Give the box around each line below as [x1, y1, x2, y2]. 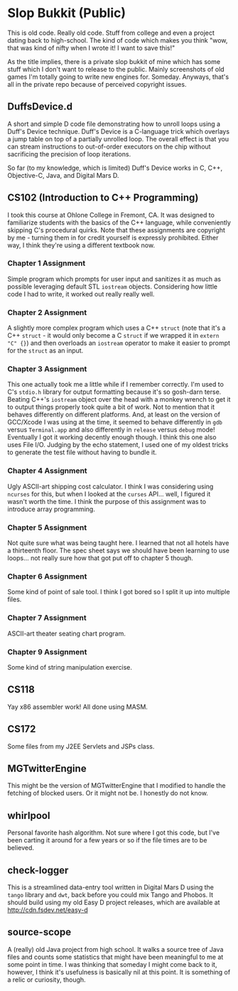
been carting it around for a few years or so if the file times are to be [7, 836, 207, 845]
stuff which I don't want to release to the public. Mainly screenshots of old [7, 65, 225, 73]
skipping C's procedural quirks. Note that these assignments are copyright [7, 225, 226, 234]
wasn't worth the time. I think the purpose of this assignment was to [7, 497, 207, 505]
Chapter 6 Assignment [7, 571, 87, 581]
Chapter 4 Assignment [7, 466, 87, 476]
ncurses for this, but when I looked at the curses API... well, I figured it [7, 489, 211, 498]
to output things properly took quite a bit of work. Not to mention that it [7, 403, 215, 412]
